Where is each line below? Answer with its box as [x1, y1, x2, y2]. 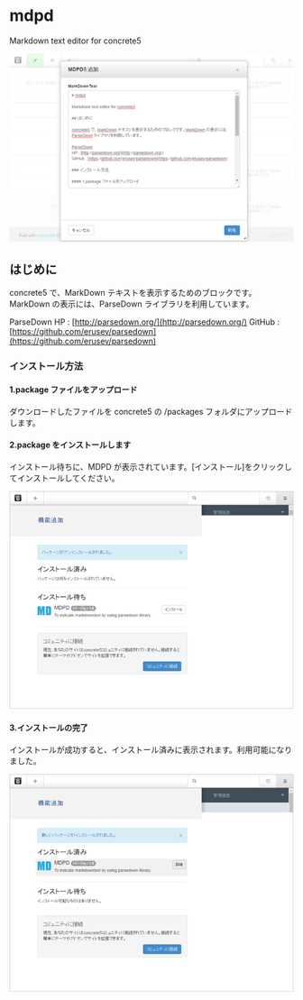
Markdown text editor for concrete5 [9, 35, 142, 46]
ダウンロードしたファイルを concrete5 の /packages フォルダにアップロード [9, 406, 293, 417]
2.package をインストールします [9, 439, 132, 451]
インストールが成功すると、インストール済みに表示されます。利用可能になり [9, 744, 293, 755]
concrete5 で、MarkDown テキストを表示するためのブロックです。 [9, 288, 257, 298]
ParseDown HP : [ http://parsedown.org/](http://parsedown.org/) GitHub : [9, 317, 280, 327]
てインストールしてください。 [9, 472, 120, 483]
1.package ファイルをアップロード [9, 384, 138, 395]
